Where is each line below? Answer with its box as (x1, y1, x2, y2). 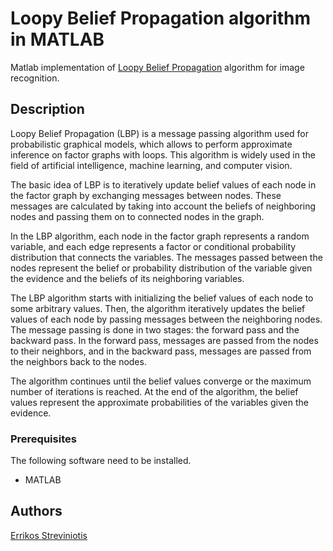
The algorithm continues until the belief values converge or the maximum (10, 375, 312, 387)
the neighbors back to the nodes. (10, 355, 147, 367)
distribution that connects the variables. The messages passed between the (10, 251, 323, 263)
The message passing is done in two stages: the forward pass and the (10, 323, 300, 336)
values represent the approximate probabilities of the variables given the (10, 396, 309, 408)
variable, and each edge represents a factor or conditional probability (10, 240, 297, 252)
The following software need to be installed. (10, 455, 192, 467)
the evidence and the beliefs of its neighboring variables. (10, 272, 245, 284)
